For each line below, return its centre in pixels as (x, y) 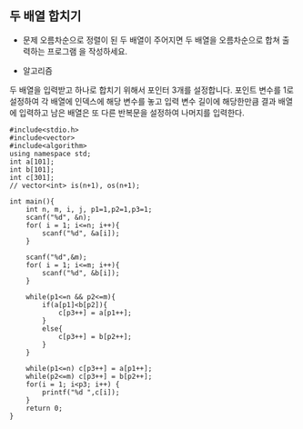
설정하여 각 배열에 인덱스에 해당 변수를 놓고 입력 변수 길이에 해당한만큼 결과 (143, 101)
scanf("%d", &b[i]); (81, 273)
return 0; (45, 408)
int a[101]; (32, 162)
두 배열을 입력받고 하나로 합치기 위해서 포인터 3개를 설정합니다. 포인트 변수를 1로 (151, 90)
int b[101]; (32, 170)
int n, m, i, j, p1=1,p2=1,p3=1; (89, 209)
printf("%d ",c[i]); (81, 392)
